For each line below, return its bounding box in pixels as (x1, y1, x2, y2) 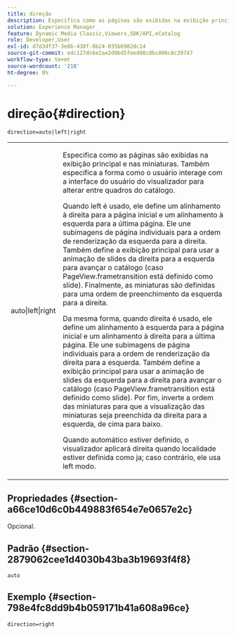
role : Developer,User (7, 37, 71, 44)
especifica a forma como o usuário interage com (63, 168, 223, 178)
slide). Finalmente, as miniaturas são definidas (63, 281, 216, 290)
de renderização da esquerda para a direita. (63, 236, 207, 246)
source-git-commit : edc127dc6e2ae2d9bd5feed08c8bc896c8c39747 (7, 50, 193, 57)
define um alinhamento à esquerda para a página (63, 323, 225, 333)
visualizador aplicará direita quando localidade (63, 444, 216, 454)
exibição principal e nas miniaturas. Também (63, 159, 210, 169)
